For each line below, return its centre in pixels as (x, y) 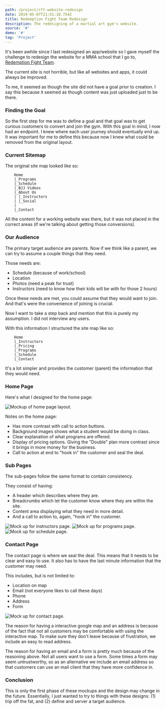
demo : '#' (15, 33)
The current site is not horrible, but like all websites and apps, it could (76, 72)
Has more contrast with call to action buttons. (59, 426)
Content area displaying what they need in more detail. (68, 511)
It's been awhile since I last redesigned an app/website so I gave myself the (82, 51)
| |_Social (25, 201)
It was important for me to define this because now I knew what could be (80, 137)
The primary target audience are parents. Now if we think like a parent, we (81, 248)
